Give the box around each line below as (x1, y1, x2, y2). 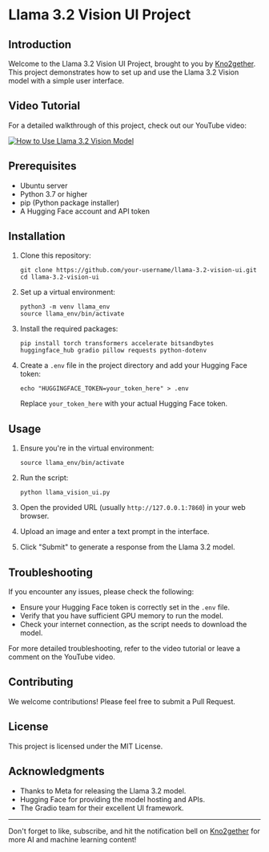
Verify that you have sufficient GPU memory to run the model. (19, 611, 224, 621)
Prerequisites (8, 159, 77, 173)
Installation (8, 230, 66, 243)
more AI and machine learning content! (8, 834, 137, 844)
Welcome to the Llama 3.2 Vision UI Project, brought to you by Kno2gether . (8, 59, 256, 68)
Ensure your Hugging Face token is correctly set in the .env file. (19, 602, 231, 612)
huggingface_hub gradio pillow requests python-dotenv (19, 347, 207, 355)
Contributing (8, 675, 74, 689)
